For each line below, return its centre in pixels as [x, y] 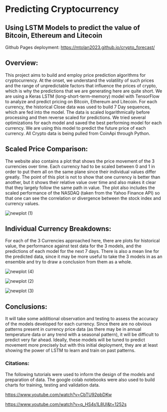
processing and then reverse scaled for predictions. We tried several [76, 117]
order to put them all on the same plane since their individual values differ [81, 172]
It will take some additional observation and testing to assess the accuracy [82, 319]
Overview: [22, 63]
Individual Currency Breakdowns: [58, 229]
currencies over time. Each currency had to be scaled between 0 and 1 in [80, 166]
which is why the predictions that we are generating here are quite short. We [84, 91]
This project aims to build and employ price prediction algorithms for [76, 75]
